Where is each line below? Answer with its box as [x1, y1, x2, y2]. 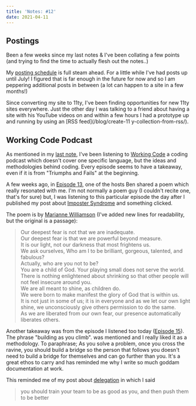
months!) [6, 88, 28, 95]
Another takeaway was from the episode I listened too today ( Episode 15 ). [6, 328, 185, 335]
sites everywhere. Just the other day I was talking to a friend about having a [6, 105, 190, 112]
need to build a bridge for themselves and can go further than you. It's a [6, 352, 181, 360]
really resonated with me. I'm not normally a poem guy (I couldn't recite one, [6, 187, 191, 194]
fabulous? [20, 254, 45, 261]
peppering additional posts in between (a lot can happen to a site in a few [6, 82, 184, 89]
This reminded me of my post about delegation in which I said [6, 377, 156, 384]
